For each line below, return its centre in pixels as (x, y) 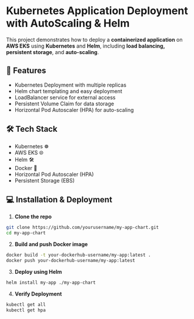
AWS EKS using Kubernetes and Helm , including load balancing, (86, 46)
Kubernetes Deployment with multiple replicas (70, 85)
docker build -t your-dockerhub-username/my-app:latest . (78, 255)
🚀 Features (26, 71)
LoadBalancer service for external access (65, 97)
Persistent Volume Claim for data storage (64, 104)
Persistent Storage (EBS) (45, 180)
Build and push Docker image (51, 244)
